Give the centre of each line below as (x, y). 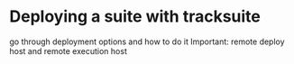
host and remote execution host (69, 50)
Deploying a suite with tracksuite (135, 17)
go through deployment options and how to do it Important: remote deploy (147, 41)
